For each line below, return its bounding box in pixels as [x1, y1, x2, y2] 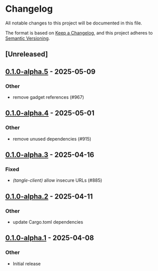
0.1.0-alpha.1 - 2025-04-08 [5, 234, 94, 242]
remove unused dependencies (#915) [12, 135, 92, 142]
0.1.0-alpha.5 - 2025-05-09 [5, 67, 96, 76]
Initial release [12, 260, 41, 266]
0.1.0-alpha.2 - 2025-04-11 [5, 192, 93, 201]
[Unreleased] [5, 50, 48, 59]
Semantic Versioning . [5, 35, 50, 41]
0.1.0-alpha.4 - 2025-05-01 [5, 109, 95, 118]
